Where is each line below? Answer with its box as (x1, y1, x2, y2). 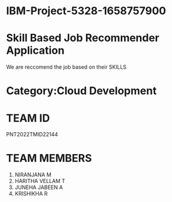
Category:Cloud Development (6, 84, 157, 98)
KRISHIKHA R (14, 190, 48, 197)
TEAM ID (6, 111, 50, 125)
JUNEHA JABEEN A (14, 184, 63, 191)
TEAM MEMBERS (6, 152, 92, 165)
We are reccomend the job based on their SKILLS (6, 63, 127, 70)
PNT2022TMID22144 (6, 131, 58, 138)
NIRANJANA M (14, 171, 52, 178)
